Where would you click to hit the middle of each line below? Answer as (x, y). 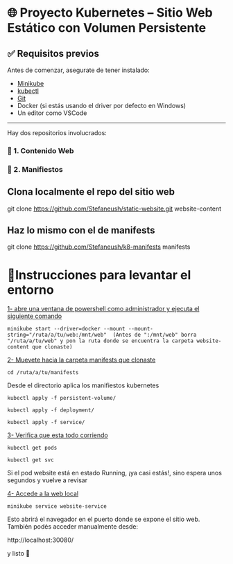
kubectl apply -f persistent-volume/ (62, 398)
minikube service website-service (57, 506)
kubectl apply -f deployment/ (51, 410)
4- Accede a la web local (43, 494)
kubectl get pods (32, 448)
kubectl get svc (31, 460)
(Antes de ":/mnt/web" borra (155, 335)
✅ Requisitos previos (53, 53)
